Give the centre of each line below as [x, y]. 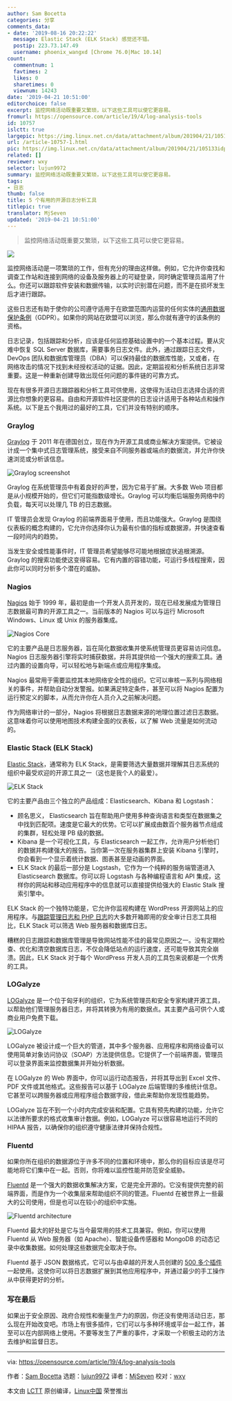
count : [17, 59]
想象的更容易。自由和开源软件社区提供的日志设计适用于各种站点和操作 [125, 398]
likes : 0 [26, 78]
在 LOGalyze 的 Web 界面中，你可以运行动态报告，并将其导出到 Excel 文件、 [116, 1078]
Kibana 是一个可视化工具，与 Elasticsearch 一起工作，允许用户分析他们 [118, 841]
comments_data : [29, 26]
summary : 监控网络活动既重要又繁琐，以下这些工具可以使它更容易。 [90, 175]
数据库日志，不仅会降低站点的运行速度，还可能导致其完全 [131, 949]
